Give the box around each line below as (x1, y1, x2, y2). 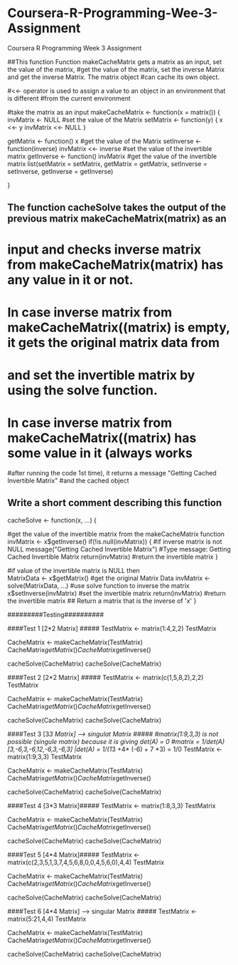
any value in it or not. (7, 272, 134, 288)
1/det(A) (201, 737, 225, 745)
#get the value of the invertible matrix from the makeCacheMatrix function (7, 530, 225, 538)
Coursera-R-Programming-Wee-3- (7, 5, 218, 21)
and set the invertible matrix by (7, 367, 195, 383)
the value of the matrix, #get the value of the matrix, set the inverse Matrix (7, 65, 225, 73)
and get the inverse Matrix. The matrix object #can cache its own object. (7, 73, 220, 81)
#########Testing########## (7, 610, 104, 619)
